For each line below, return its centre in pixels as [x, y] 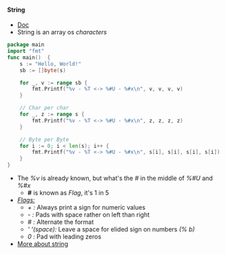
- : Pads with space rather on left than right [89, 215]
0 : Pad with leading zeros [64, 236]
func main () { [29, 57]
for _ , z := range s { [52, 114]
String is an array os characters [62, 32]
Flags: [26, 200]
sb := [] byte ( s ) [43, 70]
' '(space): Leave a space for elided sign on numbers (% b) [111, 230]
